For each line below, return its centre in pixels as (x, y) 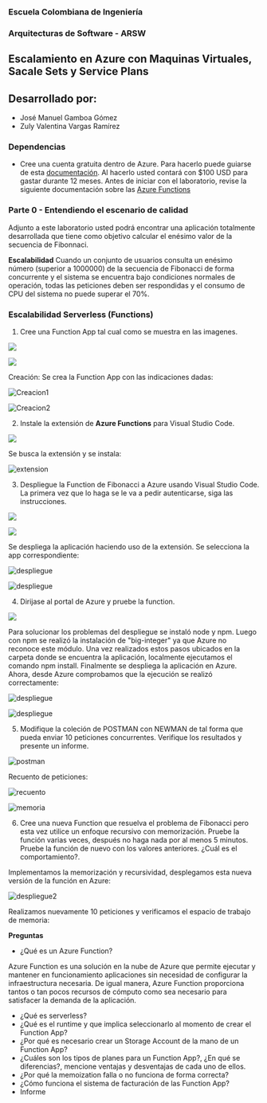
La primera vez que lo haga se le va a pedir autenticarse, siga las (126, 493)
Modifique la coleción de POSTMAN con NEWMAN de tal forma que (131, 729)
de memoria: (29, 920)
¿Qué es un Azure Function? (66, 951)
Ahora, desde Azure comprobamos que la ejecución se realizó (110, 674)
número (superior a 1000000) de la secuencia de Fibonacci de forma (122, 268)
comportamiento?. (50, 857)
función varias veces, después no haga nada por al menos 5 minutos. (134, 839)
